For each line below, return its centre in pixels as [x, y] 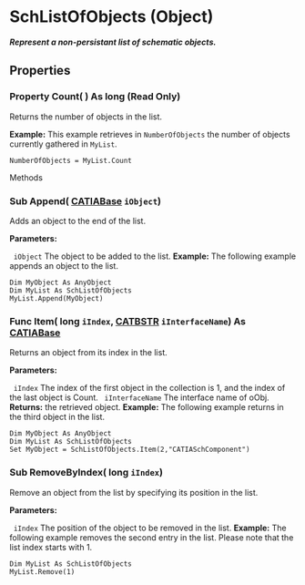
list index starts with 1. [51, 547]
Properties [40, 71]
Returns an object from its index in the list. [88, 353]
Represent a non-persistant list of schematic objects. [113, 42]
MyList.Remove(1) [42, 571]
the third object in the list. [57, 417]
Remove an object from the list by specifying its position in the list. [134, 492]
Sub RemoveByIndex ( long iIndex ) [86, 473]
